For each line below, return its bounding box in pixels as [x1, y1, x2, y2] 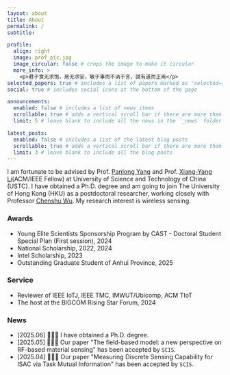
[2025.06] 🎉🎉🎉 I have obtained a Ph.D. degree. [16, 331, 149, 339]
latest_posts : [7, 129, 48, 137]
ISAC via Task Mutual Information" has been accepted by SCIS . [16, 360, 194, 368]
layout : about [7, 10, 48, 17]
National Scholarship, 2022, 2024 [16, 244, 112, 252]
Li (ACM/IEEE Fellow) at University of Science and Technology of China [7, 175, 207, 183]
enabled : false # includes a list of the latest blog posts [13, 136, 188, 143]
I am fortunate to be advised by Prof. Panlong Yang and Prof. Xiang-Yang [7, 168, 212, 176]
